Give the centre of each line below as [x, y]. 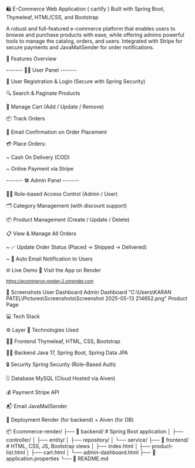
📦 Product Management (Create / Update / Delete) [68, 220]
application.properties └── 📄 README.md [57, 459]
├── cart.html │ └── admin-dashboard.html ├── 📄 [93, 452]
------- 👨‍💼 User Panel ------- [42, 70]
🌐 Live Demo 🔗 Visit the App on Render [54, 270]
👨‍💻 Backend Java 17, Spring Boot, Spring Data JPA [67, 352]
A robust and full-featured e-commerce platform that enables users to [91, 28]
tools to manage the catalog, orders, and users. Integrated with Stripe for [94, 41]
